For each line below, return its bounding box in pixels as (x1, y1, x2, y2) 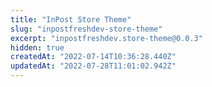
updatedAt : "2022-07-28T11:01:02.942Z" (10, 61, 177, 71)
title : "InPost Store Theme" (10, 14, 132, 25)
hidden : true (10, 42, 65, 53)
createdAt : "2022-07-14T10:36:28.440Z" (10, 52, 177, 62)
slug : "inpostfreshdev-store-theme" (10, 24, 163, 34)
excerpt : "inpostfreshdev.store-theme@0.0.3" (10, 33, 203, 43)
